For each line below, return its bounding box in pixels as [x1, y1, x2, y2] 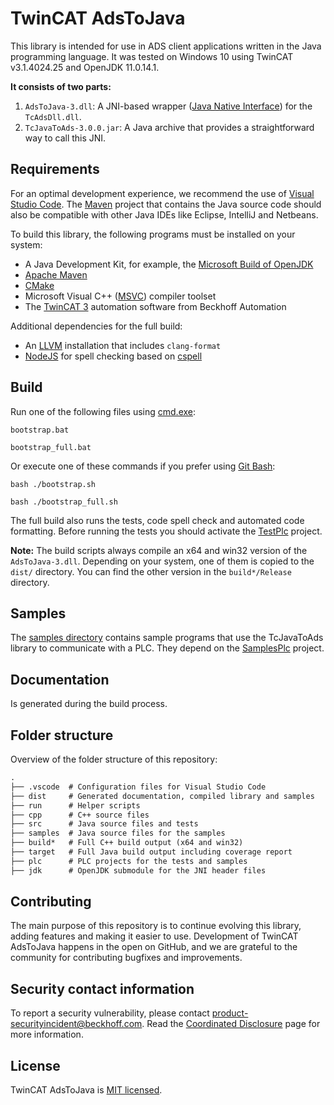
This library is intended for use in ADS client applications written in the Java [10, 40, 322, 52]
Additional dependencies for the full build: [10, 320, 183, 332]
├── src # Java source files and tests [10, 819, 199, 829]
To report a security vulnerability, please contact [10, 1007, 210, 1019]
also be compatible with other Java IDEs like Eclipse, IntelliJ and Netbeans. [10, 208, 319, 221]
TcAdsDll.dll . [24, 110, 82, 122]
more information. [10, 1028, 84, 1041]
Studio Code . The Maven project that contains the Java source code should [10, 198, 322, 210]
